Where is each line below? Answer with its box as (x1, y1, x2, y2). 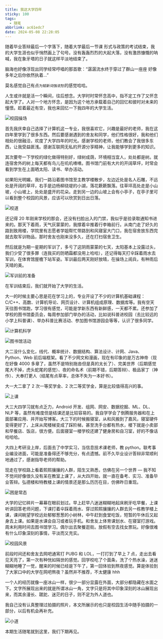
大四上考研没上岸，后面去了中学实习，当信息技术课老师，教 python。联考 (5, 445, 152, 450)
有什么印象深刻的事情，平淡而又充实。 (5, 530, 81, 536)
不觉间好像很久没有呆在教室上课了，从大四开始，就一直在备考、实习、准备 (5, 473, 154, 479)
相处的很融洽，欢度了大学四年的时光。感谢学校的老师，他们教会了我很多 (5, 138, 149, 143)
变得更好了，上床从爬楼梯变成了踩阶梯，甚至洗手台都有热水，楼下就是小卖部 (5, 422, 158, 428)
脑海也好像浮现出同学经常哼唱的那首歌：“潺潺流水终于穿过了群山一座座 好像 (5, 66, 157, 72)
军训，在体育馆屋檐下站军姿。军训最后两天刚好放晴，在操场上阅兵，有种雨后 (5, 256, 158, 262)
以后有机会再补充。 (17, 608, 56, 614)
